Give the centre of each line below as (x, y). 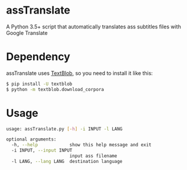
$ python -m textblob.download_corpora (55, 89)
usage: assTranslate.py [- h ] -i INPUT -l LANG (64, 129)
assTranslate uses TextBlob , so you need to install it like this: (80, 73)
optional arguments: (32, 139)
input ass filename (93, 156)
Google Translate (27, 32)
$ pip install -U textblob (39, 84)
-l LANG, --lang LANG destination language (67, 161)
